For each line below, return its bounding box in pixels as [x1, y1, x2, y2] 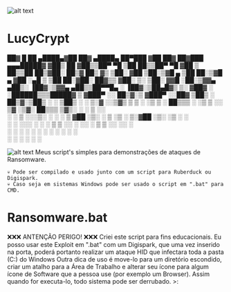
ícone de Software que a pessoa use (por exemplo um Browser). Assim [7, 270, 210, 278]
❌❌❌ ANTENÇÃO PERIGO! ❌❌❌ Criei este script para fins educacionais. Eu [7, 232, 222, 241]
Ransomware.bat [7, 210, 108, 226]
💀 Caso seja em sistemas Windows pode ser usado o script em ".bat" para [7, 181, 224, 188]
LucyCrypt [7, 31, 70, 46]
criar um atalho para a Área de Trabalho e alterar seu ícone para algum [7, 262, 210, 271]
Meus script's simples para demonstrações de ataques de [35, 147, 201, 156]
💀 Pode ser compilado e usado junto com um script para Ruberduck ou [7, 168, 212, 176]
